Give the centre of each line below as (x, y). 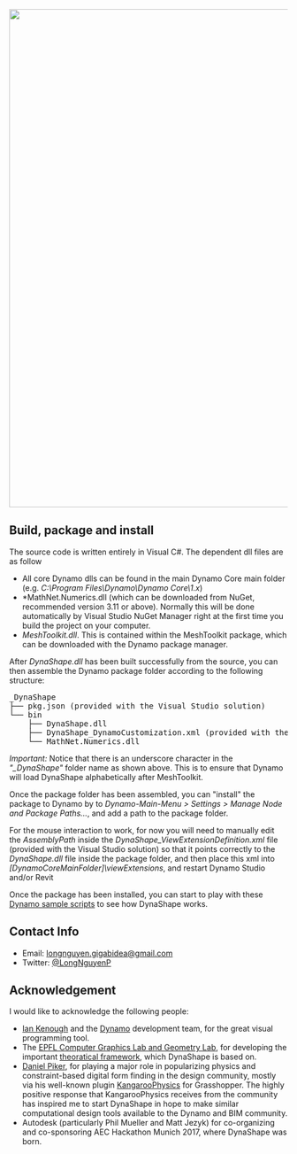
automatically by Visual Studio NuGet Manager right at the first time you (153, 616)
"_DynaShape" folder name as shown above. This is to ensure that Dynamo (146, 767)
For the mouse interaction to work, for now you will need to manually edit (142, 830)
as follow (26, 561)
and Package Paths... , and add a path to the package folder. (119, 813)
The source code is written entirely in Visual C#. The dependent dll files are (146, 552)
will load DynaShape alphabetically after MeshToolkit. (106, 777)
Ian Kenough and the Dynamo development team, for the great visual (148, 1029)
